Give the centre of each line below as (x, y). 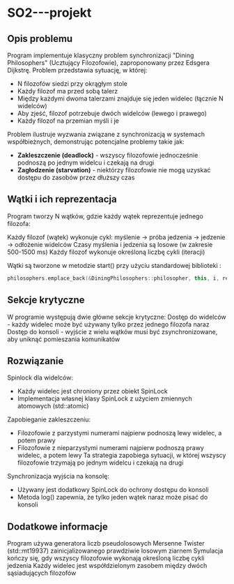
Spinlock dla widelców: (40, 377)
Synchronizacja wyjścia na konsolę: (58, 477)
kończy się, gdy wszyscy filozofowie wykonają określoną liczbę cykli (106, 558)
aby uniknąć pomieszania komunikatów (64, 339)
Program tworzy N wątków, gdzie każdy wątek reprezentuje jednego (105, 216)
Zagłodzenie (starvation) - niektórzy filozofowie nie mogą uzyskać (114, 170)
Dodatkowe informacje (57, 526)
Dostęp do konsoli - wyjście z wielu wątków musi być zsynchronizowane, (112, 331)
